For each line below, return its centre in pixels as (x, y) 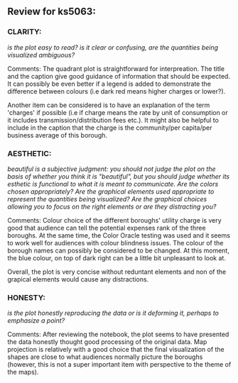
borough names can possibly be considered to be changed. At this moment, (118, 250)
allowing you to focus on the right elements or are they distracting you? (112, 206)
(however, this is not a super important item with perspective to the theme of (119, 365)
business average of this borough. (58, 135)
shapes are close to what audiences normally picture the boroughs (105, 357)
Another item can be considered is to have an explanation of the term (109, 105)
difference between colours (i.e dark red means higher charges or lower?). (117, 91)
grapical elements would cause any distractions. (78, 279)
